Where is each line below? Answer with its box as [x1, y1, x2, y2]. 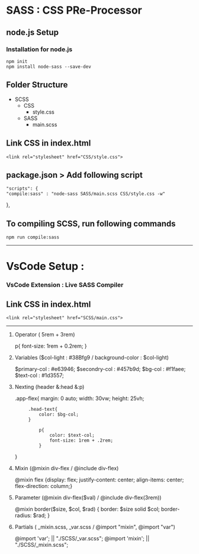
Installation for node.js [6, 45, 73, 53]
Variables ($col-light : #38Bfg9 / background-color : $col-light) [14, 354, 169, 361]
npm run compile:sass [6, 234, 60, 241]
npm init [6, 58, 28, 64]
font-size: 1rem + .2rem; [49, 437, 114, 443]
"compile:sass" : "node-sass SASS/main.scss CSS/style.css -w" [6, 191, 166, 197]
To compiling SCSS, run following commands [6, 218, 176, 229]
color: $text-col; [49, 432, 95, 439]
